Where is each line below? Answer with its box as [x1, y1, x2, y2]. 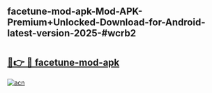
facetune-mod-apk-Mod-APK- [7, 6, 143, 17]
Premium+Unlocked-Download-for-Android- [7, 17, 206, 29]
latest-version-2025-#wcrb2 [7, 27, 137, 39]
